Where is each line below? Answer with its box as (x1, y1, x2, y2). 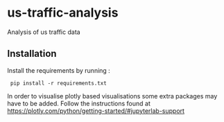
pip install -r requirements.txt (10, 80, 107, 87)
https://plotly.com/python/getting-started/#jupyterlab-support (7, 106, 185, 115)
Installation (7, 48, 57, 60)
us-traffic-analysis (7, 5, 119, 21)
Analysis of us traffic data (7, 28, 81, 36)
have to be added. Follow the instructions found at (7, 99, 150, 107)
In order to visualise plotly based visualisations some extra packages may (7, 91, 218, 100)
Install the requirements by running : (7, 66, 111, 74)
